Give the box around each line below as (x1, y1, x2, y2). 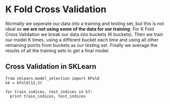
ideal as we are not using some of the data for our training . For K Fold (5, 25, 155, 32)
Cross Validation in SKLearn (5, 62, 96, 71)
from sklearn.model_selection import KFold (5, 75, 100, 81)
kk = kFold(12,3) (5, 80, 43, 85)
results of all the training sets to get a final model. (5, 47, 110, 54)
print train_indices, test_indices (10, 93, 86, 99)
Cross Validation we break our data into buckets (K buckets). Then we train (5, 31, 164, 37)
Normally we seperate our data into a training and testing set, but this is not (5, 20, 164, 27)
